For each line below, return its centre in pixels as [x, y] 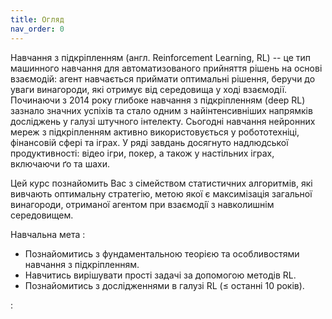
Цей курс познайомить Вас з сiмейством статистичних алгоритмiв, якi [161, 183]
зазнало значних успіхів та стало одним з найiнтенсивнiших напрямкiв [161, 110]
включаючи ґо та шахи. [60, 163]
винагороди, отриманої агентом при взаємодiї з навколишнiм [142, 204]
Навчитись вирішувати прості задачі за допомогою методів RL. [160, 275]
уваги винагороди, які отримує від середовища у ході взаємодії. [149, 89]
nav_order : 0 [37, 29]
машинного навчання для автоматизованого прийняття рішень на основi [166, 68]
